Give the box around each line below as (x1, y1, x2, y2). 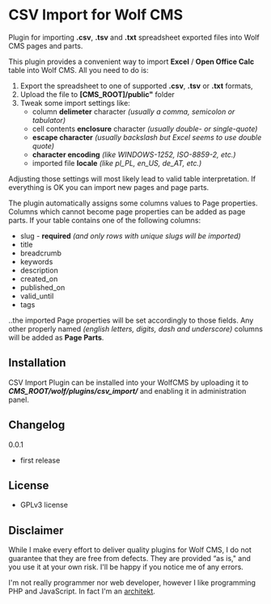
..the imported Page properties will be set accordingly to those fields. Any (8, 315, 254, 325)
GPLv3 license (19, 500, 69, 510)
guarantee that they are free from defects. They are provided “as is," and (8, 554, 251, 564)
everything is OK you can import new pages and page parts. (8, 182, 210, 192)
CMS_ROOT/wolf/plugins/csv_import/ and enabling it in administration (8, 386, 247, 395)
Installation (8, 356, 66, 370)
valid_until (19, 291, 54, 301)
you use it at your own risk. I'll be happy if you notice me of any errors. (8, 562, 244, 572)
